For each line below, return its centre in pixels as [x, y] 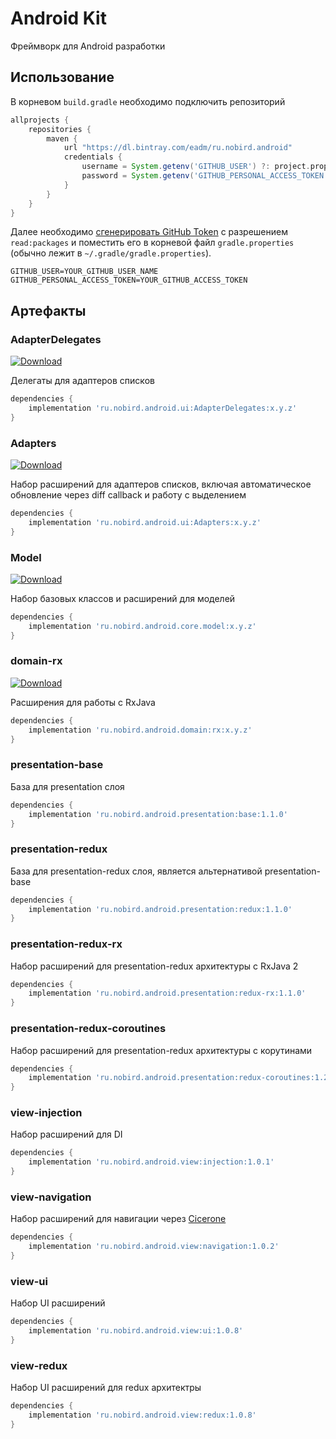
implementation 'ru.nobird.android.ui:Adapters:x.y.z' [145, 522]
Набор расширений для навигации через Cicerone [118, 1219]
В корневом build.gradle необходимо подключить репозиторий [148, 101]
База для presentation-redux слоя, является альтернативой [136, 871]
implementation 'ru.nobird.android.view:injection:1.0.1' [151, 1162]
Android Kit [58, 18]
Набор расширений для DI [66, 1134]
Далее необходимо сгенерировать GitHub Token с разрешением [149, 232]
